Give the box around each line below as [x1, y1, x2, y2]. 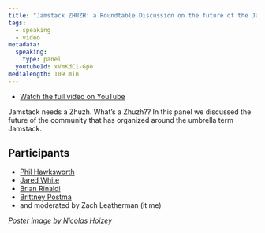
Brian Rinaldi [19, 184, 61, 194]
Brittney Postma [19, 192, 73, 202]
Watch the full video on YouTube [19, 91, 125, 101]
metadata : [8, 41, 41, 49]
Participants [8, 146, 69, 160]
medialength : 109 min [8, 70, 80, 78]
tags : [8, 19, 26, 27]
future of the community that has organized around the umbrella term [8, 115, 234, 124]
